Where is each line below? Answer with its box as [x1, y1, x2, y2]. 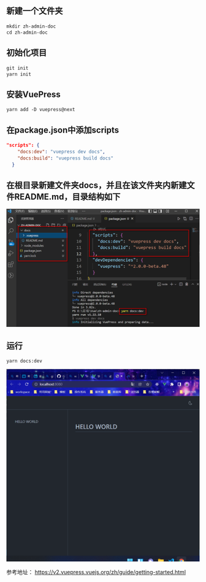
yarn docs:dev [6, 358, 43, 364]
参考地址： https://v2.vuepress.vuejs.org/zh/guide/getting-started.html [6, 569, 186, 576]
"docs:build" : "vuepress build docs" [17, 155, 114, 161]
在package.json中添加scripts [6, 124, 120, 135]
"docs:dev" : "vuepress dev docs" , [17, 149, 105, 155]
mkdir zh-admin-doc [6, 23, 56, 29]
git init [6, 65, 29, 71]
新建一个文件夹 [6, 6, 63, 17]
